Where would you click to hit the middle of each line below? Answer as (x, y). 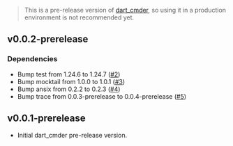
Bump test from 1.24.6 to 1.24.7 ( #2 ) (69, 74)
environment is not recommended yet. (79, 17)
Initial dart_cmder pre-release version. (72, 135)
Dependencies (32, 59)
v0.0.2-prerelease (48, 39)
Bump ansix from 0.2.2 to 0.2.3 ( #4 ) (69, 89)
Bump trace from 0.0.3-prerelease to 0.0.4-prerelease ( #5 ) (102, 96)
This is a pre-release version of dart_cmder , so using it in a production (125, 10)
